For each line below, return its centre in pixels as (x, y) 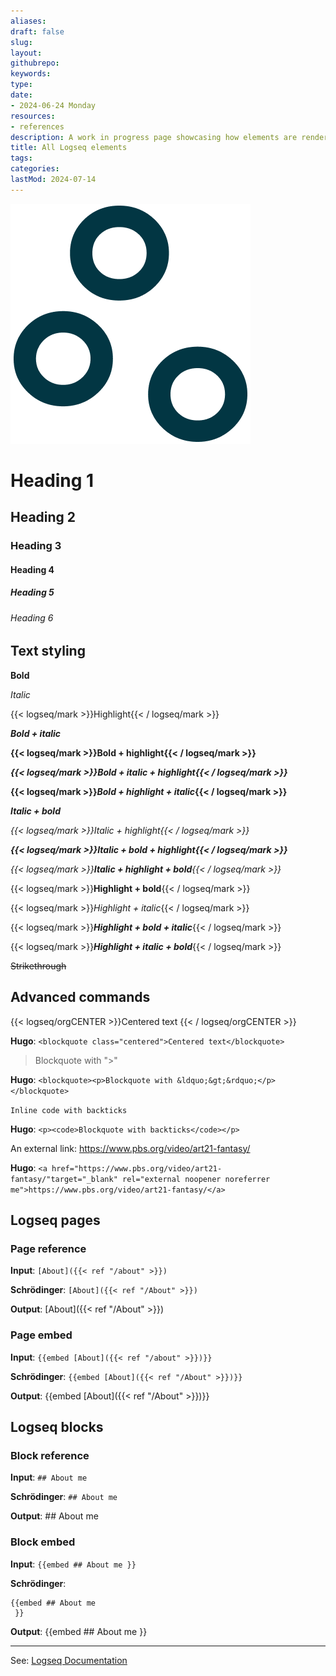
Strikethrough (38, 966)
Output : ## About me (54, 1516)
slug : (21, 42)
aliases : (28, 21)
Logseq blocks (57, 1427)
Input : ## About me (49, 1477)
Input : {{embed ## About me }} (73, 1564)
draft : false (37, 31)
